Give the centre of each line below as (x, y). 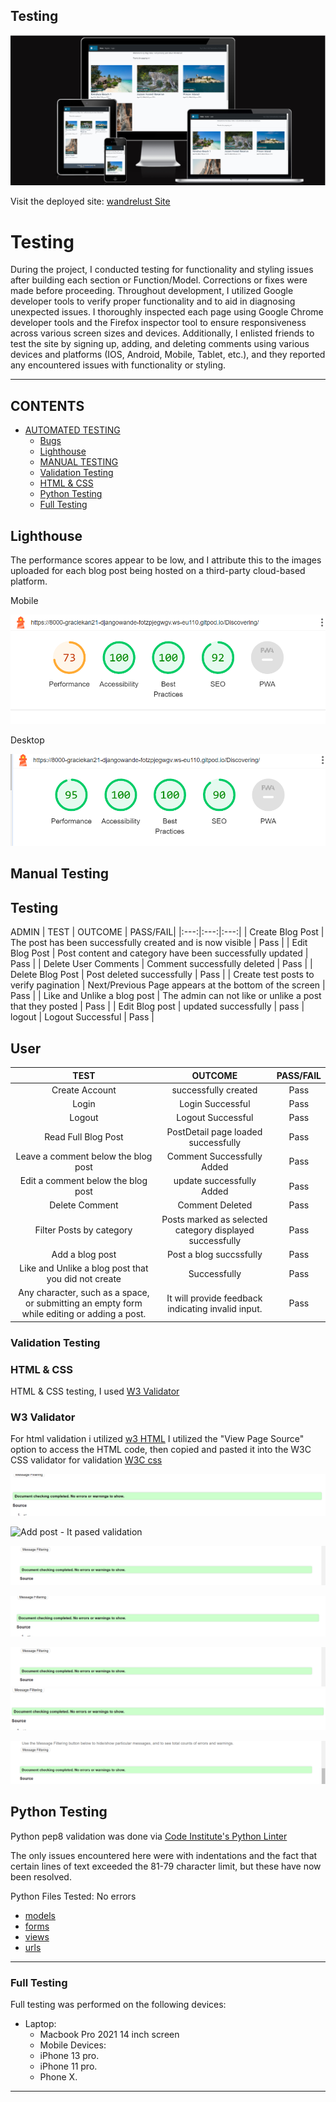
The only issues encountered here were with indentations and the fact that (164, 1855)
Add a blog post (84, 1254)
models (40, 1915)
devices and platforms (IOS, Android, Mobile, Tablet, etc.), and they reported (168, 355)
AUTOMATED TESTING (72, 430)
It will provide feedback (214, 1298)
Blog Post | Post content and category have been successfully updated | (159, 953)
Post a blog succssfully (214, 1254)
